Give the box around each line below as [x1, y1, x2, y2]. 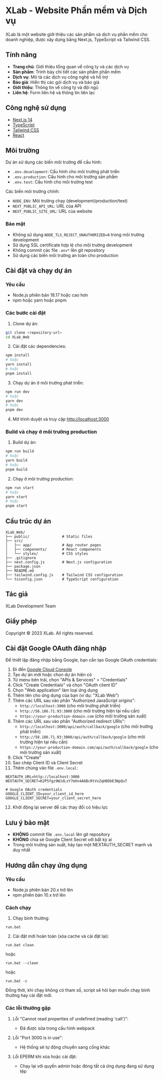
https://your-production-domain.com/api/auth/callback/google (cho [19, 744, 159, 750]
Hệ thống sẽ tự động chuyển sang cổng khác [19, 1044, 111, 1050]
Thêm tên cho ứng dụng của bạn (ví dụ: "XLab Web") [12, 693, 119, 699]
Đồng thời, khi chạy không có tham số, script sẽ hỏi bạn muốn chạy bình [5, 987, 150, 993]
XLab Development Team [5, 603, 56, 609]
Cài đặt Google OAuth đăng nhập [5, 644, 107, 653]
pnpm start [5, 503, 28, 508]
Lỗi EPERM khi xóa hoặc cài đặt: [12, 1054, 77, 1059]
